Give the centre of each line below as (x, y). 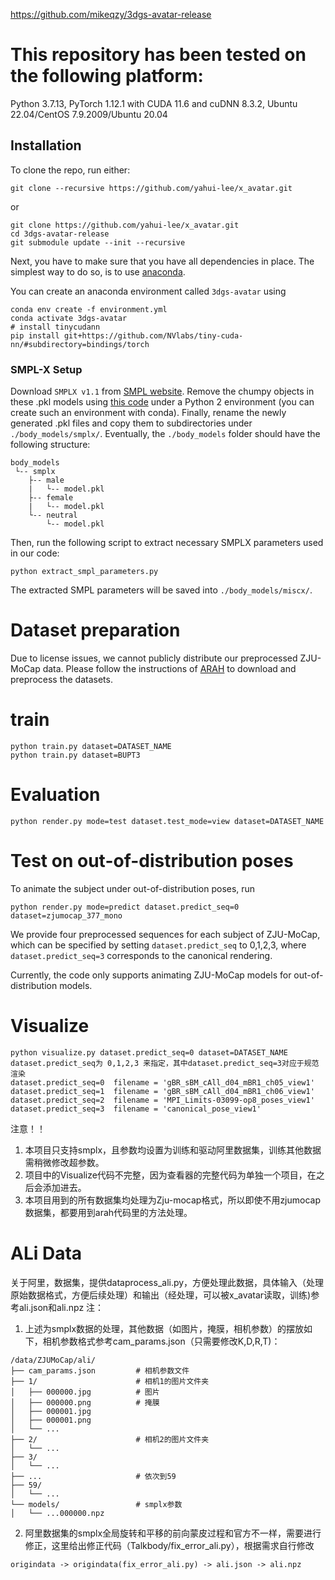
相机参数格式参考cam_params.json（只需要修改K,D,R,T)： (161, 1341)
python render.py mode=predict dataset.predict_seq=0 (125, 907)
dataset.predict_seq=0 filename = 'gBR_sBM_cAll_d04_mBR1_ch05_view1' (162, 1082)
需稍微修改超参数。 (64, 1162)
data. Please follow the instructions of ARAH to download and (169, 668)
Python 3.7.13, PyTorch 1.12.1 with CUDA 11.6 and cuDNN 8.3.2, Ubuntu (154, 103)
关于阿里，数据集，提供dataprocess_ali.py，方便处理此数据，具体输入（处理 (167, 1282)
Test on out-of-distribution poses (152, 861)
